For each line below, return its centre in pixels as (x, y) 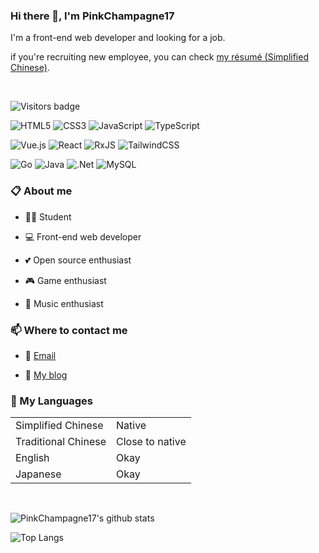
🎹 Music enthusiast (64, 303)
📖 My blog (46, 375)
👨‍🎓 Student (48, 216)
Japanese (38, 474)
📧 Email (40, 355)
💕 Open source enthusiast (78, 260)
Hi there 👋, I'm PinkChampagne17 (92, 16)
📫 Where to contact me (69, 330)
